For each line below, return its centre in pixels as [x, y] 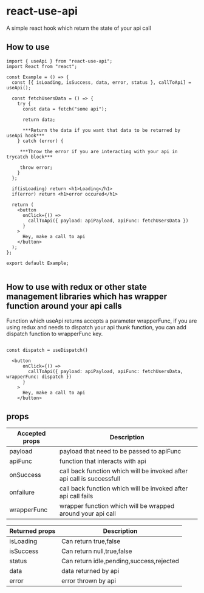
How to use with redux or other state [76, 287]
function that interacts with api [103, 461]
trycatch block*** [29, 157]
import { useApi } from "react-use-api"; [59, 61]
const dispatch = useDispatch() [47, 350]
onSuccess [25, 475]
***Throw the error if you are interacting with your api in [99, 151]
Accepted [32, 434]
